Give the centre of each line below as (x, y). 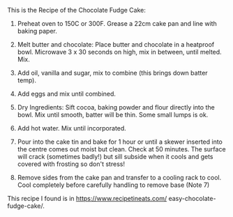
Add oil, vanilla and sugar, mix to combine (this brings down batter (112, 73)
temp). (27, 80)
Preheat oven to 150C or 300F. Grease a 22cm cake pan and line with (117, 23)
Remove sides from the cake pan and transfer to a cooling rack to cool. (119, 178)
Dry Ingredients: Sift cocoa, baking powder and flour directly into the (116, 107)
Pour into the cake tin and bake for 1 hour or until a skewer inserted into (120, 142)
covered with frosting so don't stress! (71, 164)
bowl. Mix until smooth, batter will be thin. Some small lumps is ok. (113, 115)
